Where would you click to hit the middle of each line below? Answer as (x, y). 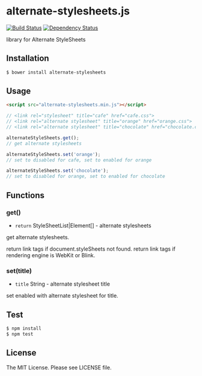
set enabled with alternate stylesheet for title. (62, 296)
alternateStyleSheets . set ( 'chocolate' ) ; (58, 171)
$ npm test (20, 334)
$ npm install (24, 328)
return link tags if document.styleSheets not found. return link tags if (91, 249)
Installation (28, 58)
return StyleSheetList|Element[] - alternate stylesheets (83, 225)
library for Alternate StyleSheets (46, 39)
